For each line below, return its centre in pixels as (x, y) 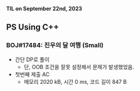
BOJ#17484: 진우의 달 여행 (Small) (55, 45)
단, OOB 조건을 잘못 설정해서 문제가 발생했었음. (79, 67)
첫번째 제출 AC (32, 74)
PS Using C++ (33, 27)
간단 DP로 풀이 (32, 59)
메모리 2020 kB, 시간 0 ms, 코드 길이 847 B (75, 81)
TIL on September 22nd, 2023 (44, 9)
